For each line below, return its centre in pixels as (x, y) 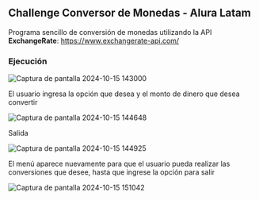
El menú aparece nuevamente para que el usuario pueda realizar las (119, 164)
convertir (23, 102)
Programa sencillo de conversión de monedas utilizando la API (110, 32)
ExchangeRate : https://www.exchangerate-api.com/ (94, 40)
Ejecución (28, 61)
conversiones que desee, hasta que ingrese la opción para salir (112, 172)
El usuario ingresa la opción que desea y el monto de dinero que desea (124, 94)
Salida (19, 133)
